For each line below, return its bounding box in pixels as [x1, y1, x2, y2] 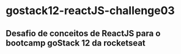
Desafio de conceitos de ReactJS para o [6, 28, 161, 39]
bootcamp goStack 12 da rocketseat [6, 37, 146, 48]
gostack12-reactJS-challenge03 [6, 4, 175, 18]
